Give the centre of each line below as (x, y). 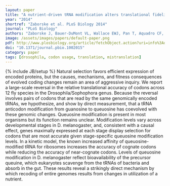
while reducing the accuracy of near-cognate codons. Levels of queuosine (83, 152)
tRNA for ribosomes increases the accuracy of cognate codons (90, 147)
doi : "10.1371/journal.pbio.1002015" (45, 48)
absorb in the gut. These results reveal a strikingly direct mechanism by (80, 168)
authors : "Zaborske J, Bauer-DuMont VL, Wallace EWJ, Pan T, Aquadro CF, (85, 33)
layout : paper (20, 10)
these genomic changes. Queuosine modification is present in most (75, 115)
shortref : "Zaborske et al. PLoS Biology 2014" (56, 24)
